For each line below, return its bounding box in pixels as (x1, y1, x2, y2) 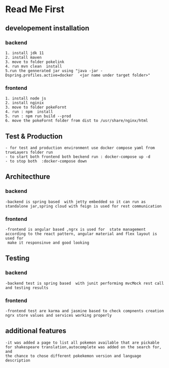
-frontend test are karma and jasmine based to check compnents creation (5, 308, 164, 313)
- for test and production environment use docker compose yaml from (5, 145, 155, 150)
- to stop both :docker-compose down (5, 158, 87, 163)
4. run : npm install (5, 109, 53, 115)
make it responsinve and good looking (7, 240, 90, 245)
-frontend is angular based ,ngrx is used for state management (5, 227, 146, 232)
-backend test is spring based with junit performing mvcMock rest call (5, 281, 164, 286)
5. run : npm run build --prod (5, 114, 71, 119)
